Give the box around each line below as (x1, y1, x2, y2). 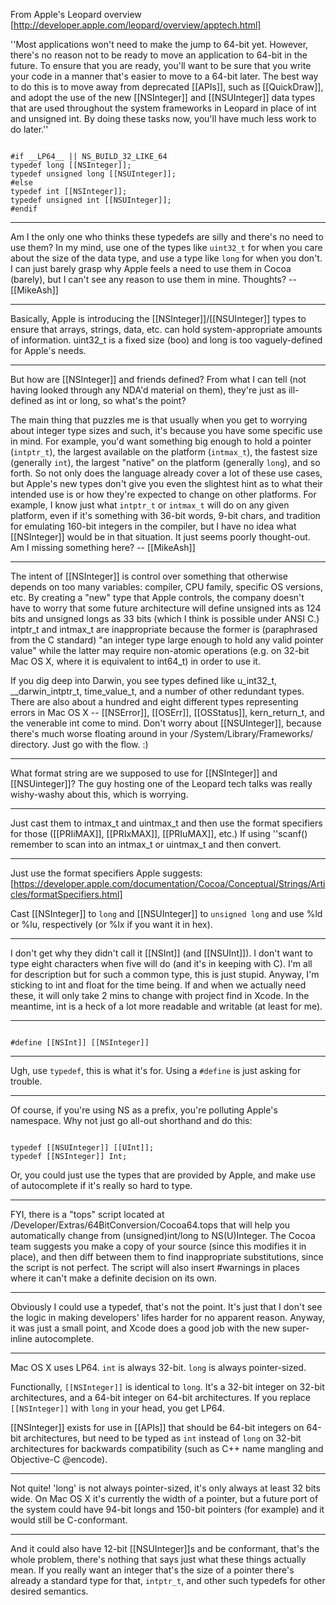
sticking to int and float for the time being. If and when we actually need (10, 979, 307, 991)
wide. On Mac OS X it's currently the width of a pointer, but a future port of (10, 1493, 319, 1504)
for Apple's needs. (10, 345, 87, 356)
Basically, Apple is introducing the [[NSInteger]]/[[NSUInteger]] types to (10, 313, 307, 324)
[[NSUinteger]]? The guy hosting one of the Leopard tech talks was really (10, 778, 313, 789)
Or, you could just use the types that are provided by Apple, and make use (10, 1169, 316, 1181)
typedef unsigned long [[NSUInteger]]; (10, 169, 177, 179)
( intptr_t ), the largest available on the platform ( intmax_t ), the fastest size (10, 446, 318, 458)
